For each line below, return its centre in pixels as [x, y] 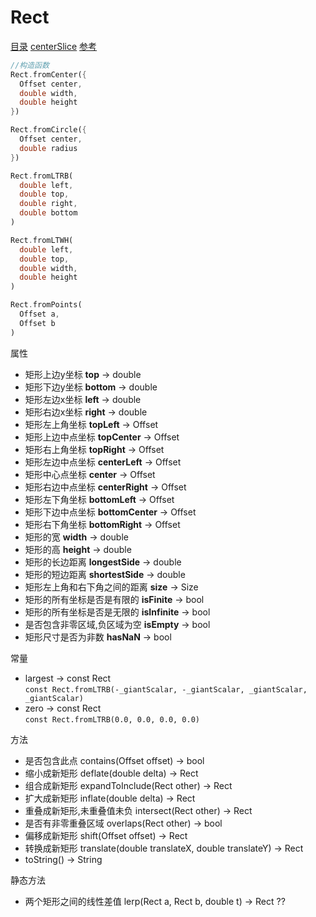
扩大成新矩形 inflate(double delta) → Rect [110, 798]
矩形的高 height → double [78, 549]
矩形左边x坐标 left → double [83, 399]
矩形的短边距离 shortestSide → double [105, 574]
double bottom [48, 213]
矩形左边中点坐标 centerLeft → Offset [103, 462]
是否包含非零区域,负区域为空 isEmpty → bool [117, 624]
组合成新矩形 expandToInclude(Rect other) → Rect [128, 785]
